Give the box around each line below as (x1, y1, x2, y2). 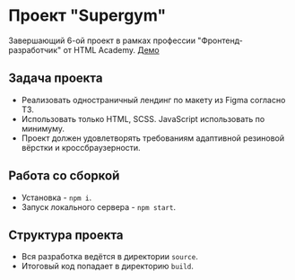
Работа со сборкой (8, 168, 120, 184)
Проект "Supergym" (8, 5, 167, 26)
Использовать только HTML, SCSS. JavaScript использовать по (21, 113, 265, 124)
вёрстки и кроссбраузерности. (21, 142, 141, 153)
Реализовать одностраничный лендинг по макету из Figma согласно (21, 94, 286, 105)
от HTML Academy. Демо (63, 44, 160, 55)
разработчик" (8, 44, 62, 55)
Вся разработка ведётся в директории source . (21, 251, 198, 262)
